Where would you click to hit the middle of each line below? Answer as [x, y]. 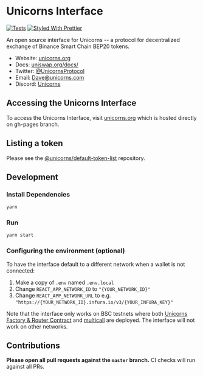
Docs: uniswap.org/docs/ [47, 64]
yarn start [20, 235]
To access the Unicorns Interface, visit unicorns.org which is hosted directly [101, 117]
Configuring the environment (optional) [66, 251]
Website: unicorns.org [43, 58]
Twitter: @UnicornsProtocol [50, 71]
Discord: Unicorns [38, 84]
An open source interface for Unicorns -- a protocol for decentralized [93, 40]
